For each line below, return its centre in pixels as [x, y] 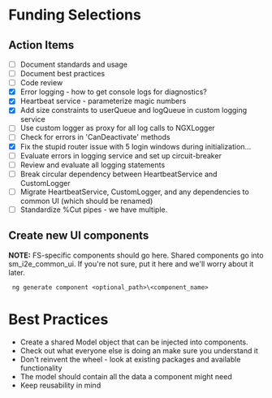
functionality [41, 368]
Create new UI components [79, 236]
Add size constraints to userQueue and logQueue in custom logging [134, 110]
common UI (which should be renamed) [86, 201]
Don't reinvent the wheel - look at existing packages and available [130, 359]
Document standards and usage [74, 64]
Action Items [41, 45]
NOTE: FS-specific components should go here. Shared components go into [136, 255]
